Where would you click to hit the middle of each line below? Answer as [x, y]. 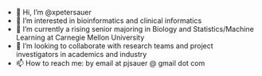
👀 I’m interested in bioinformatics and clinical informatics [109, 21]
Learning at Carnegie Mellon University [80, 37]
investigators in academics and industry [81, 54]
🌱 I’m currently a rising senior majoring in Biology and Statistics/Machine [135, 29]
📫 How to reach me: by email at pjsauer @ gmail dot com [110, 63]
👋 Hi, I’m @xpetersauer [53, 12]
